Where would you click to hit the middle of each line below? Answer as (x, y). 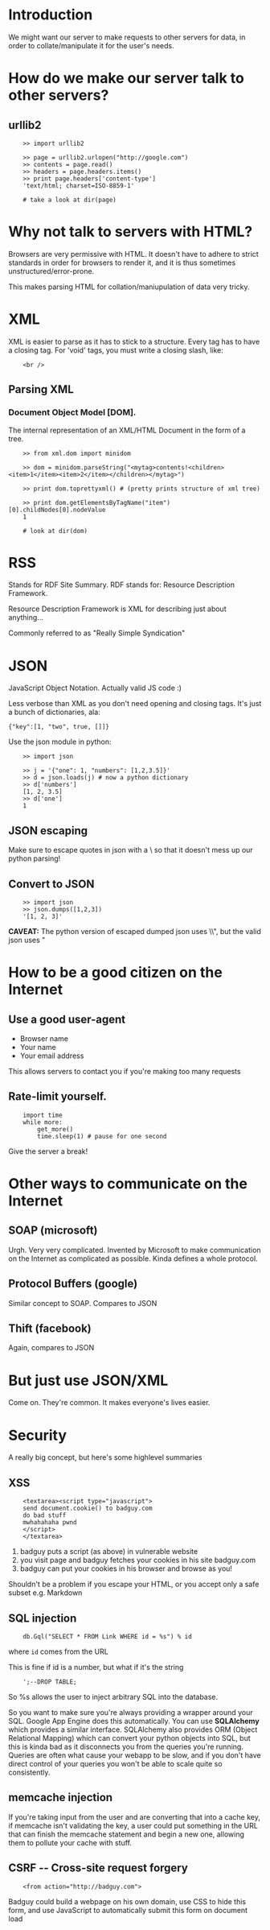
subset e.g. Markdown (45, 1593)
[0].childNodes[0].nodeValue (57, 510)
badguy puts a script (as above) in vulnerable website (109, 1552)
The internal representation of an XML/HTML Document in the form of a (127, 430)
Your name (38, 1047)
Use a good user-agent (67, 1019)
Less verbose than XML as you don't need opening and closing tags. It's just (135, 704)
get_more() (55, 1129)
